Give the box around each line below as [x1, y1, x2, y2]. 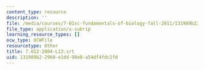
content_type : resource [6, 9, 67, 15]
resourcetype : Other [6, 43, 59, 49]
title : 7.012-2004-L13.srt [6, 49, 75, 55]
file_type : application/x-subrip [6, 26, 91, 32]
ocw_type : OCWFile [6, 37, 53, 43]
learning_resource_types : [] [6, 32, 80, 38]
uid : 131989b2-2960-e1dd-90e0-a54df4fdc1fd [6, 54, 118, 60]
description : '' [6, 15, 47, 21]
